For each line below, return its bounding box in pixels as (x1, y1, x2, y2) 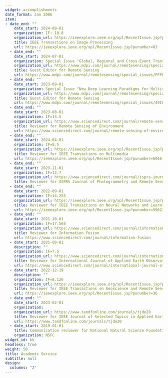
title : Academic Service (5, 351, 57, 356)
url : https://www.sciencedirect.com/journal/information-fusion (14, 235, 151, 240)
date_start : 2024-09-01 (14, 26, 64, 31)
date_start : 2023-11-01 (14, 165, 64, 170)
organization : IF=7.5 (14, 249, 59, 254)
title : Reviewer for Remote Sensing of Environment (14, 123, 124, 128)
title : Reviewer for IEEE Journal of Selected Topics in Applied (14, 314, 153, 319)
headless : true (5, 342, 37, 347)
